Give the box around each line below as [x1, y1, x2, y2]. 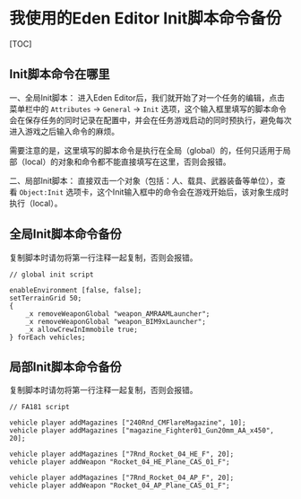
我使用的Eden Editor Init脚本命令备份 [9, 8, 282, 29]
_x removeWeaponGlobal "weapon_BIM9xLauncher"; [25, 317, 206, 326]
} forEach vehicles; [9, 333, 87, 342]
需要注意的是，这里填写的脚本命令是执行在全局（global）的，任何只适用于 [9, 144, 284, 155]
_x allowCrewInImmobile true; [25, 325, 139, 334]
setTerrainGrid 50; [9, 293, 82, 302]
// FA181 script [9, 403, 70, 412]
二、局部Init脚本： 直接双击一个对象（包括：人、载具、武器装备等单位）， [9, 175, 278, 186]
